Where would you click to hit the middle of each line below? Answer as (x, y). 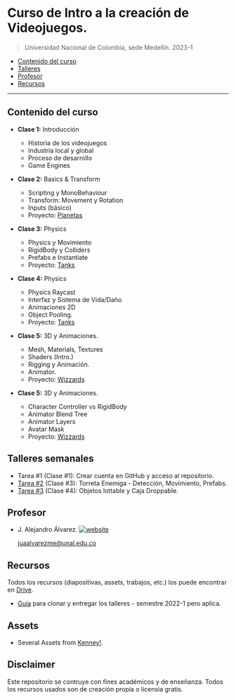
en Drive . (20, 590)
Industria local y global (61, 150)
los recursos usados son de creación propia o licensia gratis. (95, 689)
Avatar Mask (46, 429)
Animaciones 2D (52, 307)
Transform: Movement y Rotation (76, 200)
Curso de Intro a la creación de (98, 13)
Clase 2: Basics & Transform (59, 179)
